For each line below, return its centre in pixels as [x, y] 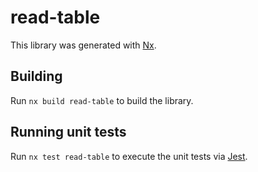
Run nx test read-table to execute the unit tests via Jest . [129, 156]
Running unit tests [68, 132]
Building [36, 76]
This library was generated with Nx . [83, 45]
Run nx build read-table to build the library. [102, 100]
